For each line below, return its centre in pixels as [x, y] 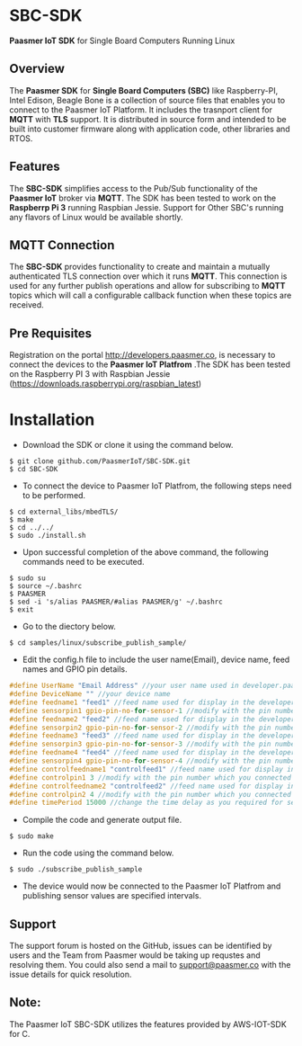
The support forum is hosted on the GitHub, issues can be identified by [141, 946]
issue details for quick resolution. [71, 974]
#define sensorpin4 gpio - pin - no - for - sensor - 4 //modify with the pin [140, 761]
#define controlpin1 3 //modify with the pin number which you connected [151, 778]
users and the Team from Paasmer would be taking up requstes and [135, 955]
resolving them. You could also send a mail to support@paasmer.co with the [150, 965]
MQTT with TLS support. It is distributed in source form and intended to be [148, 119]
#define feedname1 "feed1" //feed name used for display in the [132, 702]
